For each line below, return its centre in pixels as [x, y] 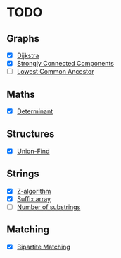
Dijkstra [28, 55]
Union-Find [33, 151]
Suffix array [33, 198]
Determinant [35, 111]
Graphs [23, 39]
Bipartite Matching [44, 247]
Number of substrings [49, 207]
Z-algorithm [34, 191]
